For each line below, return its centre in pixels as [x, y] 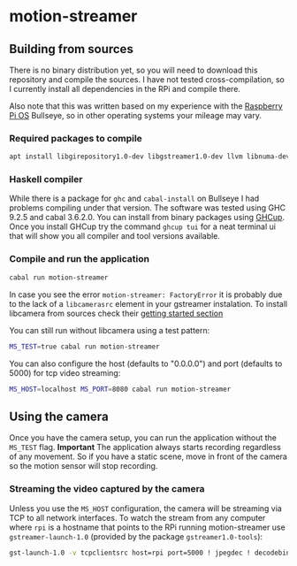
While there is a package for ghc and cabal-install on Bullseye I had [134, 199]
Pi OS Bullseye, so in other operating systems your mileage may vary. [136, 115]
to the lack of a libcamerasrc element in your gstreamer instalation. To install [148, 303]
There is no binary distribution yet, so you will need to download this [133, 70]
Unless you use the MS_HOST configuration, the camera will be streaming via [146, 508]
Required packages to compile [76, 138]
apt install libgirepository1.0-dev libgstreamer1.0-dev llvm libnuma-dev [150, 157]
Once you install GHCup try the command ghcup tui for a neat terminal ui [143, 226]
